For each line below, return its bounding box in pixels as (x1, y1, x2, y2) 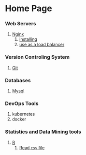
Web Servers (5, 20, 36, 27)
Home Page (5, 3, 52, 14)
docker (12, 116, 27, 122)
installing (19, 36, 38, 42)
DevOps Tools (5, 100, 39, 107)
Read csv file (19, 144, 45, 151)
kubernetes (12, 111, 35, 117)
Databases (5, 77, 31, 84)
